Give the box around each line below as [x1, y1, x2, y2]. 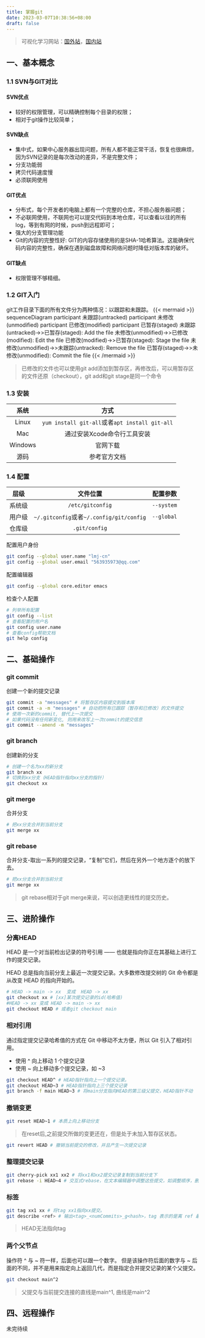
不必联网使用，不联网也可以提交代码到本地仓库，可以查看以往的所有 [15, 214, 187, 221]
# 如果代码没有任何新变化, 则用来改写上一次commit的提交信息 [6, 716, 143, 722]
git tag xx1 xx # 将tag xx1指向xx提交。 [6, 1207, 105, 1213]
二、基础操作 [6, 654, 55, 664]
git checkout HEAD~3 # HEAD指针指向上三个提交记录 [6, 1082, 128, 1089]
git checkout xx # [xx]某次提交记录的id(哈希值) [6, 994, 123, 1000]
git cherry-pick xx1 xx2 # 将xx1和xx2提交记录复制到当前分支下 [6, 1172, 157, 1178]
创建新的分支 [6, 751, 38, 758]
